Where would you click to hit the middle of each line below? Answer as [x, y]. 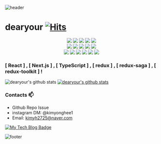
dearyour [24, 27]
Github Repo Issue [31, 108]
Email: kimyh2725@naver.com [42, 118]
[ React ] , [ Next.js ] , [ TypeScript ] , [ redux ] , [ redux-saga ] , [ [80, 65]
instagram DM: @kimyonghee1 [42, 112]
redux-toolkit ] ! [24, 72]
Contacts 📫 [19, 95]
